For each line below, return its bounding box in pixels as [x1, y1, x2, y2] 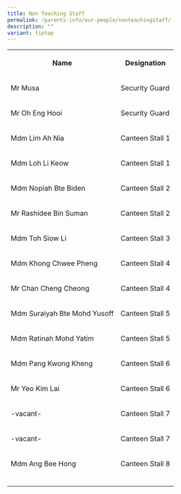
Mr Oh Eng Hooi [10, 108, 62, 118]
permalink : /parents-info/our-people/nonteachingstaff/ [7, 17, 171, 23]
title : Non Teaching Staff [7, 10, 85, 17]
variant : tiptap [7, 29, 54, 37]
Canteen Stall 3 [120, 234, 171, 243]
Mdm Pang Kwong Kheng [10, 359, 93, 368]
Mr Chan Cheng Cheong [10, 284, 90, 294]
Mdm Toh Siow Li [10, 234, 67, 243]
